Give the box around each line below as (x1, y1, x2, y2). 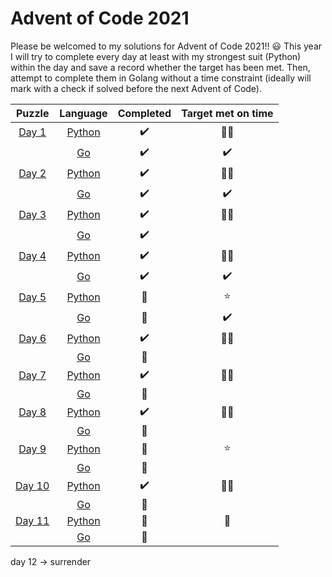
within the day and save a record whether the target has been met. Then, (10, 61, 311, 73)
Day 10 (15, 479, 50, 493)
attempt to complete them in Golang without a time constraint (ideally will (10, 72, 312, 84)
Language (59, 106, 108, 120)
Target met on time (181, 106, 274, 120)
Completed (117, 106, 172, 120)
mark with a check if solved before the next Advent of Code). (10, 82, 263, 94)
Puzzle (15, 106, 50, 120)
